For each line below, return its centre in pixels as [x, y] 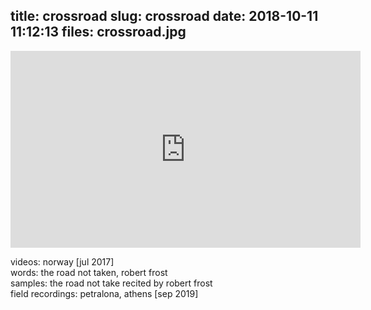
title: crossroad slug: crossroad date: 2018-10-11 [164, 16]
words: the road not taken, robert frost [89, 272]
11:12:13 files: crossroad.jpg [98, 32]
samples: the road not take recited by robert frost [111, 283]
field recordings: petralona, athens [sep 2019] [104, 293]
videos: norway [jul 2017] [62, 261]
